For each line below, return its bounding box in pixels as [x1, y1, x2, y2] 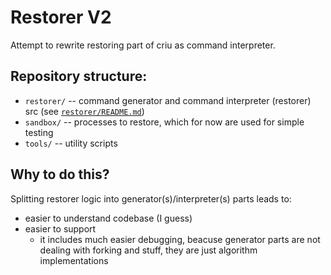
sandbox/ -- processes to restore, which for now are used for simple [24, 116, 305, 128]
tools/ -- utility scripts [24, 137, 118, 149]
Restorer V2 [10, 6, 112, 29]
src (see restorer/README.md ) [24, 105, 145, 117]
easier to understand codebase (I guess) [24, 212, 193, 224]
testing [24, 126, 54, 138]
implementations [39, 254, 109, 266]
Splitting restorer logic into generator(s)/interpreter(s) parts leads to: [10, 192, 292, 205]
